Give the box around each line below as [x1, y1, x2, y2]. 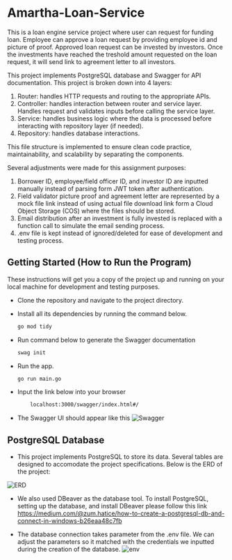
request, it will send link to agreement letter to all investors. [7, 57, 176, 66]
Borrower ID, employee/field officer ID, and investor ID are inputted [17, 176, 208, 186]
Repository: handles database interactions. [17, 129, 140, 137]
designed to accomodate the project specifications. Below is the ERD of [17, 460, 223, 469]
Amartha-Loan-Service [7, 5, 145, 21]
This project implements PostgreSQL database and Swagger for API [7, 71, 201, 80]
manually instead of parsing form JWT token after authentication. [17, 184, 204, 192]
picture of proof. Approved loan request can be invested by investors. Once [7, 43, 224, 51]
